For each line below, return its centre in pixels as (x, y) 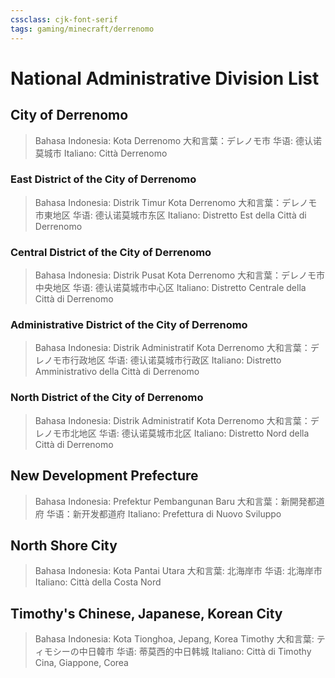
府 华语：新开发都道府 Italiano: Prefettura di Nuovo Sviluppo (158, 513)
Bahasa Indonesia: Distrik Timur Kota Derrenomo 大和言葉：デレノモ (176, 202)
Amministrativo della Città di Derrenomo (117, 372)
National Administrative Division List (165, 78)
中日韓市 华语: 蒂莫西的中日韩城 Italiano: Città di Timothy (195, 652)
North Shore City (64, 545)
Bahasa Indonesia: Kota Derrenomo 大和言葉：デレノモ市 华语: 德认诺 (178, 140)
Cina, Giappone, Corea (81, 663)
